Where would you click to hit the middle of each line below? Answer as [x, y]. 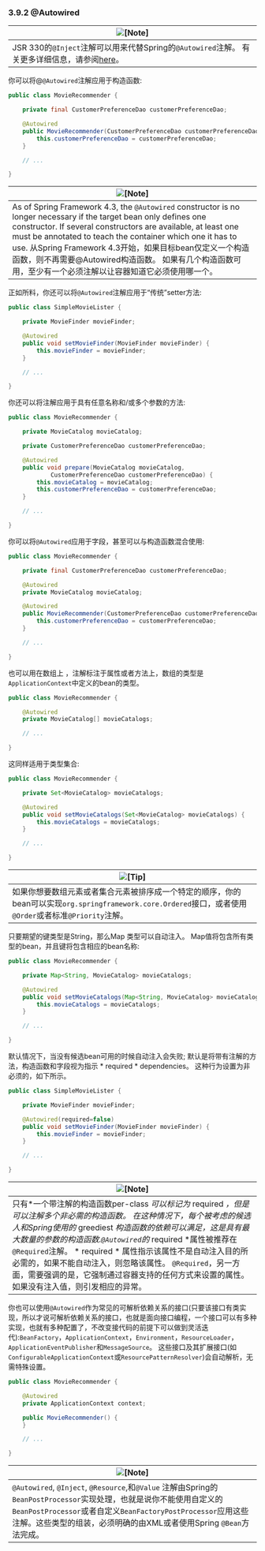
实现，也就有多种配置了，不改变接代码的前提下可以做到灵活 [105, 1328]
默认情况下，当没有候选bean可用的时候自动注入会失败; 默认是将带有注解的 [129, 1056]
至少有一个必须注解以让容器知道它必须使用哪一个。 [123, 271]
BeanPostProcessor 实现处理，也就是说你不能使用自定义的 [118, 1500]
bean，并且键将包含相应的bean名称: [81, 947]
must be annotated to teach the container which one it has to [125, 237]
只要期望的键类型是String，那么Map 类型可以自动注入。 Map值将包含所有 [127, 936]
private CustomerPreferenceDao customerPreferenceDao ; [114, 446]
